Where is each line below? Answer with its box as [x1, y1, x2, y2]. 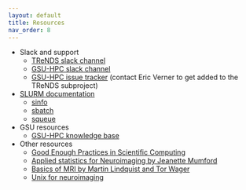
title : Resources [8, 19, 65, 27]
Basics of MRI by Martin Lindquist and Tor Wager [31, 164, 190, 174]
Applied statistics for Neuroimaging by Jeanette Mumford [31, 156, 218, 166]
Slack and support [19, 48, 79, 57]
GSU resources [19, 122, 69, 132]
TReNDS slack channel [31, 56, 106, 65]
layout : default [8, 11, 61, 20]
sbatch [31, 106, 54, 115]
